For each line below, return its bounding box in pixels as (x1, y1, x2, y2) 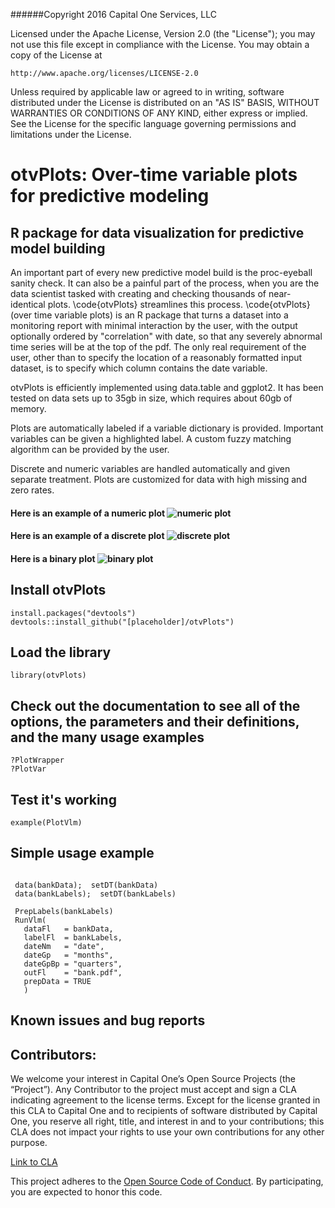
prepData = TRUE (23, 976, 92, 986)
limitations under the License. (10, 129, 132, 140)
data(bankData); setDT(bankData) (14, 880, 159, 890)
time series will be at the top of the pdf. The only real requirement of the (10, 341, 307, 353)
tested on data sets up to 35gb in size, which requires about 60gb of (10, 392, 293, 404)
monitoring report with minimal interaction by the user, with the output (10, 320, 298, 331)
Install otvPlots (10, 582, 107, 599)
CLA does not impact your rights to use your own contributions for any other (10, 1126, 325, 1138)
